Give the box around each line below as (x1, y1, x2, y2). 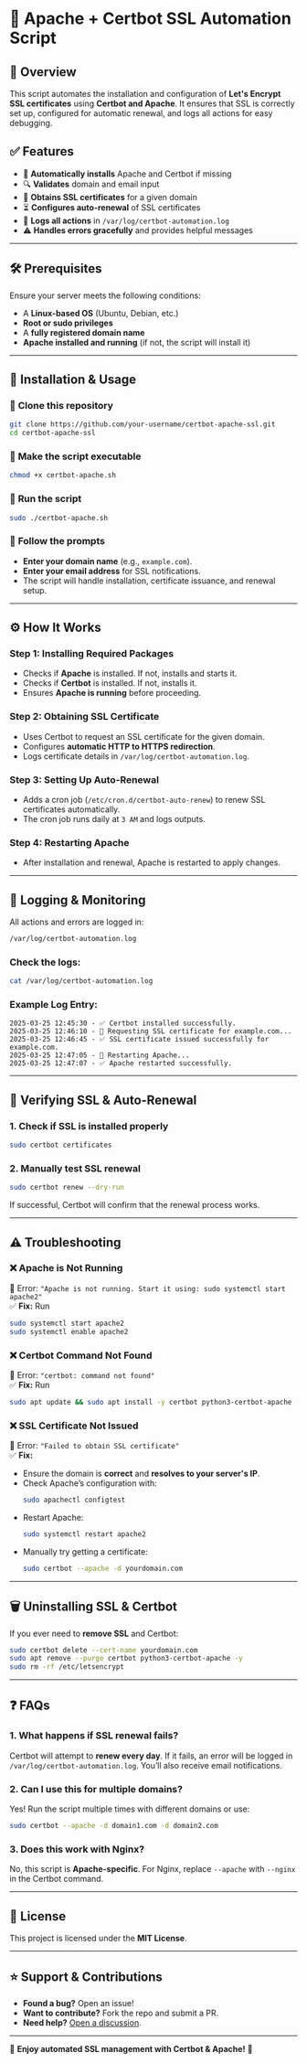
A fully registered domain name (22, 326, 145, 337)
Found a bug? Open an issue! (22, 1997, 134, 2008)
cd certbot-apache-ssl (9, 429, 96, 438)
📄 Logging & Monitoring (9, 892, 146, 908)
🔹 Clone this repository (9, 399, 114, 412)
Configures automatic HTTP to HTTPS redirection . (22, 741, 217, 752)
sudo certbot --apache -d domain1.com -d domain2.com (9, 1822, 219, 1831)
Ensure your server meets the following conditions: (9, 290, 201, 301)
